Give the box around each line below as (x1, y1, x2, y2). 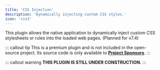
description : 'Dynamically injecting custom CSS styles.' (5, 12, 127, 17)
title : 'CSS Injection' (5, 7, 54, 12)
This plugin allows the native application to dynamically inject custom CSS (5, 30, 156, 36)
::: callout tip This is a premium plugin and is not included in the (5, 45, 133, 51)
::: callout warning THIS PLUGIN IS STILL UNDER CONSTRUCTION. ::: (5, 60, 147, 66)
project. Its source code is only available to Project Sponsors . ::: (20, 50, 151, 56)
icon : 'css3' (5, 16, 32, 21)
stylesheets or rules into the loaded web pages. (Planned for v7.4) (5, 35, 139, 41)
